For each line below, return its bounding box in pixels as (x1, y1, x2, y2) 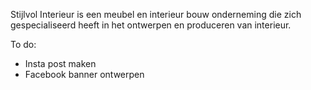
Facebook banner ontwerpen (24, 69, 145, 80)
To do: (10, 39, 37, 50)
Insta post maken (24, 58, 97, 69)
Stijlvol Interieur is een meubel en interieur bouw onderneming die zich (10, 9, 302, 20)
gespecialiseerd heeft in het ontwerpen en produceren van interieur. (10, 19, 292, 31)
